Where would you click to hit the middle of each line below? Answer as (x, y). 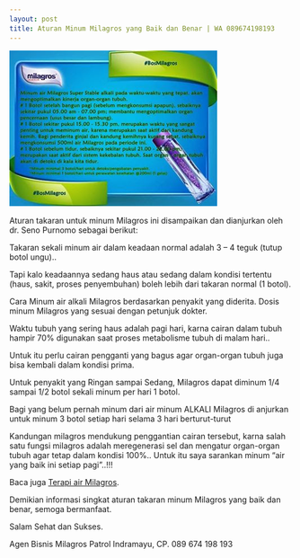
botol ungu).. (33, 257)
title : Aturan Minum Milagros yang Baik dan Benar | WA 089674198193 (142, 28)
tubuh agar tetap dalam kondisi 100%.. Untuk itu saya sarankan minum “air (147, 455)
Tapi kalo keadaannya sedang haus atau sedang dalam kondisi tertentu (141, 274)
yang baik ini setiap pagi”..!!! (62, 465)
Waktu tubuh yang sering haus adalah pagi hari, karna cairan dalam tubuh (146, 328)
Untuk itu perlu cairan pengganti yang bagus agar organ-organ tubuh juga (146, 355)
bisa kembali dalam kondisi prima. (72, 365)
